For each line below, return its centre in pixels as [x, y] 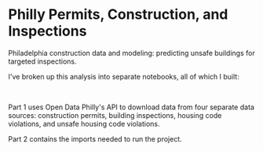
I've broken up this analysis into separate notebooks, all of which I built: [124, 76]
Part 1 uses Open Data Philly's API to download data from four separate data [131, 107]
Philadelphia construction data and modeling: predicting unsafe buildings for [131, 53]
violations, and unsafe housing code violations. [84, 123]
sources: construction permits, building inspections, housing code [115, 115]
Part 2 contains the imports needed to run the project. [95, 138]
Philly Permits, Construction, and [118, 15]
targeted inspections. [42, 61]
